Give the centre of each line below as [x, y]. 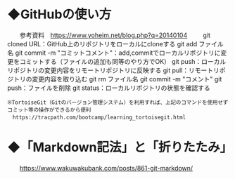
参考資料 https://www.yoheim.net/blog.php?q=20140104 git [115, 35]
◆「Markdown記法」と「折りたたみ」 [120, 147]
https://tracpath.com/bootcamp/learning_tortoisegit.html [99, 117]
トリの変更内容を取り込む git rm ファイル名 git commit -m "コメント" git [118, 79]
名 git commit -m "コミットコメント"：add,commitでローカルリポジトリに [114, 53]
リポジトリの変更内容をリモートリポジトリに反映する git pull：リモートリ [114, 70]
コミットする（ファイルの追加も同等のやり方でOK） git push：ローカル [123, 61]
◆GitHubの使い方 [59, 14]
